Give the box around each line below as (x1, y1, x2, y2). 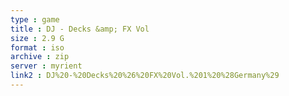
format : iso (10, 42, 65, 53)
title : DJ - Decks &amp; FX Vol (10, 24, 150, 34)
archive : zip (10, 52, 70, 62)
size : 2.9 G (10, 33, 65, 43)
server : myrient (10, 61, 83, 71)
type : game (10, 14, 60, 25)
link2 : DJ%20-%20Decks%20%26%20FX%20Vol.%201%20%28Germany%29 (10, 71, 280, 81)
